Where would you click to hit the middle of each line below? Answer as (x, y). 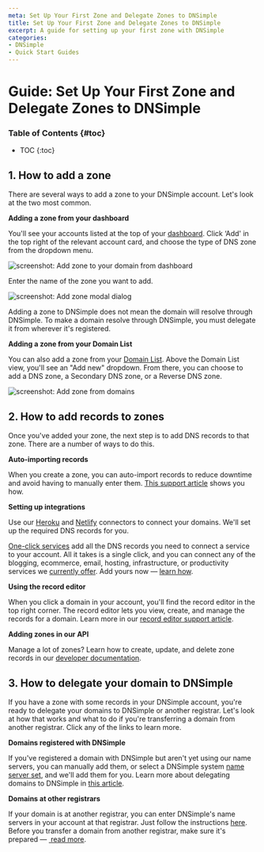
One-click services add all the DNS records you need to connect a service (129, 546)
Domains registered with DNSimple (67, 743)
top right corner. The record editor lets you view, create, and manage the (126, 610)
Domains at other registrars (55, 798)
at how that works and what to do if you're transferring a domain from (122, 719)
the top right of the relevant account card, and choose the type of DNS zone (132, 242)
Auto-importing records (48, 460)
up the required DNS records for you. (68, 531)
